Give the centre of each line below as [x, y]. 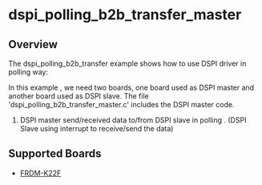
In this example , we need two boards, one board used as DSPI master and [131, 87]
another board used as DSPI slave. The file [79, 96]
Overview [33, 44]
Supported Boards [55, 154]
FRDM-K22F [40, 173]
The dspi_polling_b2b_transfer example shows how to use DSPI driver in [127, 63]
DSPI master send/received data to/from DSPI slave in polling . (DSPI [133, 120]
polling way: [28, 72]
